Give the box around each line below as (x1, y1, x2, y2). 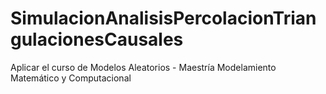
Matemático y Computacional (10, 72, 132, 84)
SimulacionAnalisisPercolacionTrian (10, 7, 317, 30)
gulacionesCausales (10, 28, 184, 51)
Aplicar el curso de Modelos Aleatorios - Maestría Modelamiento (10, 61, 277, 73)
